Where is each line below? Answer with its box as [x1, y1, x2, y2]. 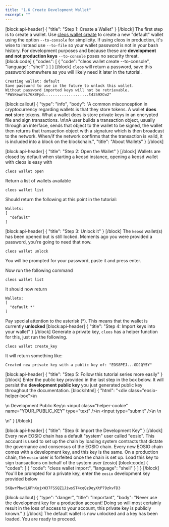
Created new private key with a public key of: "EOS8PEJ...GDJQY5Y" [5, 362, 152, 367]
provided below [5, 475, 38, 482]
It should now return [5, 286, 47, 292]
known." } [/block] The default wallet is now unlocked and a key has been [5, 510, 158, 516]
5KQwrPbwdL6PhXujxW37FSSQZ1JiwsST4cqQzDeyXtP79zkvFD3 [5, 486, 121, 491]
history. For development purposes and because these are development [5, 47, 156, 54]
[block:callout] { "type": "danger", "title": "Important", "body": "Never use [5, 494, 157, 500]
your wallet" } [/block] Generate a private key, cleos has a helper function [5, 328, 158, 334]
